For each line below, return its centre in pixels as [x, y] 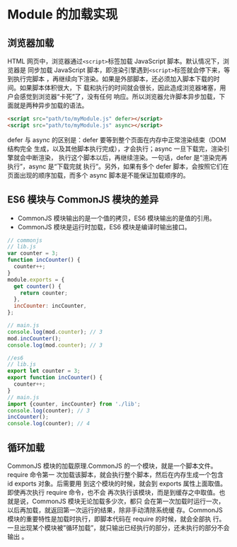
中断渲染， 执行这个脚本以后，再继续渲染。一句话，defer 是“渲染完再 [127, 157]
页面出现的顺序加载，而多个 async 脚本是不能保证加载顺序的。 [98, 175]
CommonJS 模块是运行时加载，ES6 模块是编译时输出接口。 [104, 226]
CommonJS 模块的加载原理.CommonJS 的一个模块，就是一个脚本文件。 [112, 466]
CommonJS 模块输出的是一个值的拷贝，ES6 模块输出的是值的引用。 [116, 218]
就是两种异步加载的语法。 [51, 105]
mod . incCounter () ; [34, 338]
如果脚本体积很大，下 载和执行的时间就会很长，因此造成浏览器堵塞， [120, 88]
